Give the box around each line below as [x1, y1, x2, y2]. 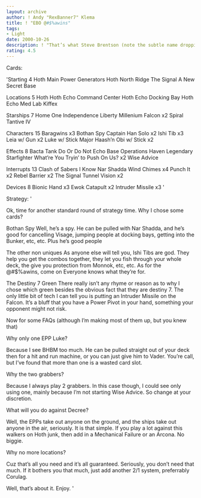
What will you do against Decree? [6, 406, 89, 414]
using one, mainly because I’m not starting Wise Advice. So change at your [6, 388, 191, 396]
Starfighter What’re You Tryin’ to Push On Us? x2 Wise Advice [6, 154, 159, 161]
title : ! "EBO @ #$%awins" [6, 20, 71, 26]
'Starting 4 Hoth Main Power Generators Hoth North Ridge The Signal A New [6, 75, 195, 83]
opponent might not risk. [6, 305, 67, 312]
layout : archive [6, 8, 47, 15]
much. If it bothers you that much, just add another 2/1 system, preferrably [6, 466, 190, 473]
